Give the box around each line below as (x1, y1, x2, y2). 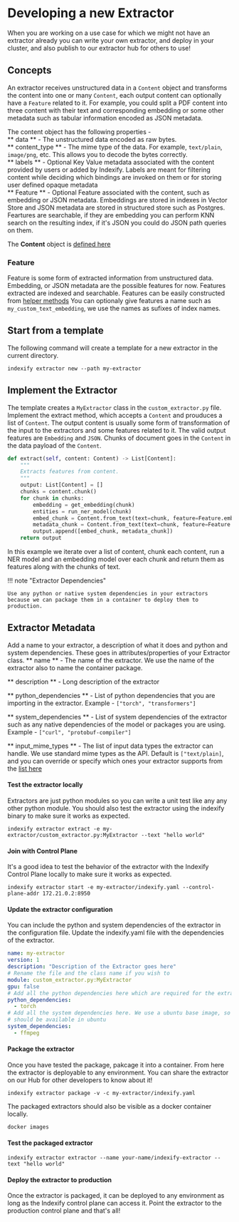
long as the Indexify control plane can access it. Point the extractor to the (7, 1199, 222, 1208)
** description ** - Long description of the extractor (7, 677, 160, 686)
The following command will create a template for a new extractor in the (7, 344, 218, 352)
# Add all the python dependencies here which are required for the (7, 990, 215, 997)
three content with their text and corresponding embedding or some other (7, 106, 224, 115)
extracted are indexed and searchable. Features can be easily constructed (7, 289, 225, 297)
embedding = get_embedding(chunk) (33, 501, 135, 508)
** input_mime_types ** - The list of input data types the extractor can (7, 741, 213, 750)
